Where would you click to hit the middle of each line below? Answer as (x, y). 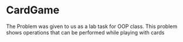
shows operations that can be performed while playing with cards (85, 32)
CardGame (33, 10)
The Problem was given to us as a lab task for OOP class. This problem (92, 26)
